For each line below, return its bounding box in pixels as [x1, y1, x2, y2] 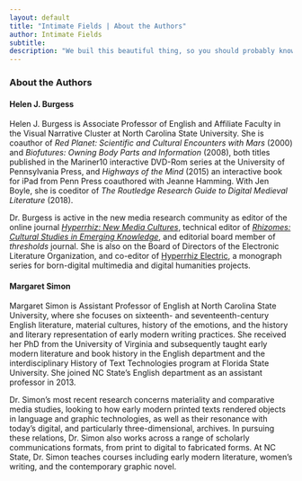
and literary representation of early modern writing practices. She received [9, 329, 287, 340]
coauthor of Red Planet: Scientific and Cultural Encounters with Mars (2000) [9, 138, 293, 148]
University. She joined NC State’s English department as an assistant [9, 368, 263, 379]
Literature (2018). [9, 195, 74, 206]
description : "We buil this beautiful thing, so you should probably [9, 47, 276, 56]
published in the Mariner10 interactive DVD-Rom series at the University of [9, 156, 286, 167]
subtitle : [9, 38, 47, 48]
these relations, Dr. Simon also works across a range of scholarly [9, 432, 250, 443]
